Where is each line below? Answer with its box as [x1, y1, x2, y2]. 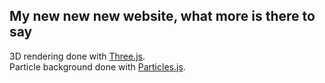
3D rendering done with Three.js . [9, 50, 146, 62]
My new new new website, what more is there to [9, 8, 316, 25]
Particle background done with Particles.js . [9, 60, 186, 73]
